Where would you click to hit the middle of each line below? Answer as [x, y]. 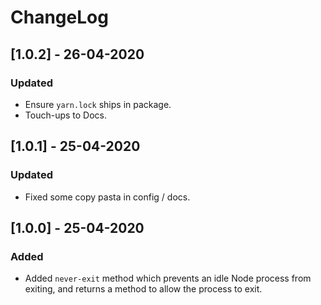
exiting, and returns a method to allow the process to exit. [143, 289]
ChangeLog [59, 17]
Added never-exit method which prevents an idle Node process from [168, 278]
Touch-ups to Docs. [66, 115]
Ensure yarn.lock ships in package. [98, 104]
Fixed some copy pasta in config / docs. [107, 197]
